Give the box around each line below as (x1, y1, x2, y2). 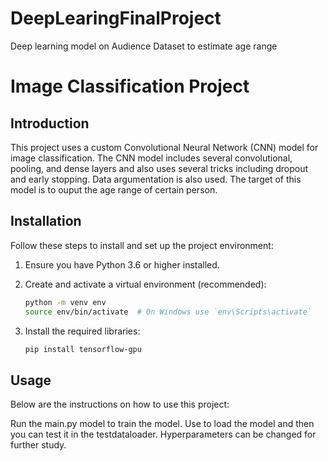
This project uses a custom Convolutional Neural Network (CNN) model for (10, 141, 319, 153)
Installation (10, 213, 82, 230)
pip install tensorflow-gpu (24, 344, 142, 354)
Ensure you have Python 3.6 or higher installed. (24, 258, 220, 271)
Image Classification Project (10, 75, 250, 98)
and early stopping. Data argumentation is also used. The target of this (10, 173, 302, 185)
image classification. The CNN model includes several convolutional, (10, 152, 293, 164)
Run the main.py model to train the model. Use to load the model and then (10, 418, 315, 430)
